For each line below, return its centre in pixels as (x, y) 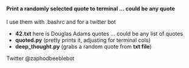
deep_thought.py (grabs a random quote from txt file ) (83, 47)
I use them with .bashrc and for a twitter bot (61, 22)
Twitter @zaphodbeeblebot (40, 58)
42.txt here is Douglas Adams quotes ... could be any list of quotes (99, 34)
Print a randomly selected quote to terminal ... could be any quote (91, 8)
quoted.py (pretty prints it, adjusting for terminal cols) (83, 40)
